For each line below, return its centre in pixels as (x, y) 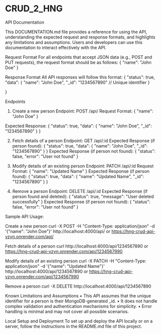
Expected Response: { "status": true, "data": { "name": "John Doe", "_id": (79, 126)
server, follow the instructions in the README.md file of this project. (74, 326)
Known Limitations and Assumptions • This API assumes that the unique (78, 296)
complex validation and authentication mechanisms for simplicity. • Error (79, 306)
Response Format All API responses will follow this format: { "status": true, (80, 77)
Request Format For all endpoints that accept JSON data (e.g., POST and (79, 57)
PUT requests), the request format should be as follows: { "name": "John (78, 62)
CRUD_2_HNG (34, 9)
